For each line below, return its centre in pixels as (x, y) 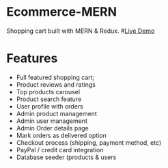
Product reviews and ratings (56, 84)
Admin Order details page (53, 128)
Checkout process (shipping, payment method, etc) (89, 142)
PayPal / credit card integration (60, 150)
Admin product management (56, 113)
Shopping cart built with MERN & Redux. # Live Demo (81, 31)
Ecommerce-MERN (62, 12)
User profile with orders (50, 106)
